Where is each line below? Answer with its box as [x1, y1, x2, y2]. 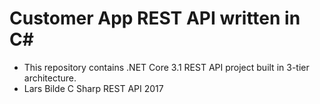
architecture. [23, 72, 77, 84]
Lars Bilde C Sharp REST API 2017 [23, 82, 164, 94]
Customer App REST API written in [9, 7, 301, 30]
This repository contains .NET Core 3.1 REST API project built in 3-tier [23, 61, 310, 73]
